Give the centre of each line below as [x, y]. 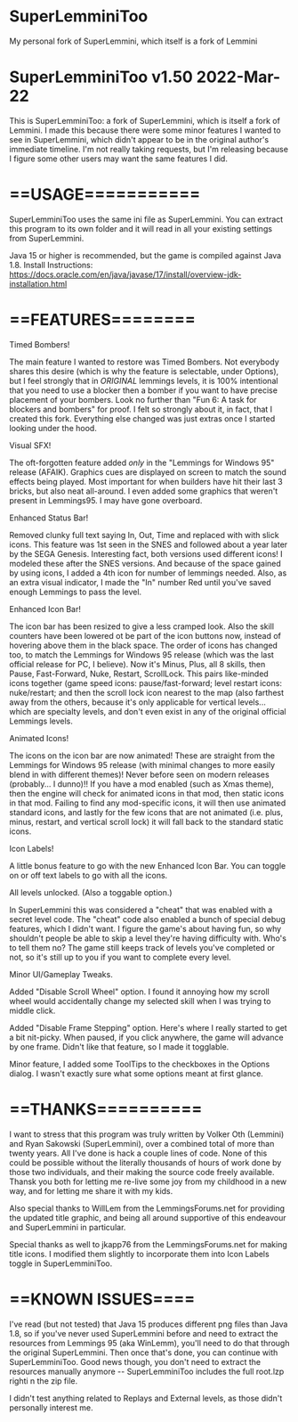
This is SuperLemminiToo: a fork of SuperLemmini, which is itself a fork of [145, 120]
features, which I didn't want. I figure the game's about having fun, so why [145, 928]
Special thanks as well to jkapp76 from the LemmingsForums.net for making [148, 1244]
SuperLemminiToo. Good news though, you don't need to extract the [135, 1361]
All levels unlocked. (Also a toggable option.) [91, 892]
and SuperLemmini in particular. [68, 1227]
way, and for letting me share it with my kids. [91, 1190]
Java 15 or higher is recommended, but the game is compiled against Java [145, 255]
